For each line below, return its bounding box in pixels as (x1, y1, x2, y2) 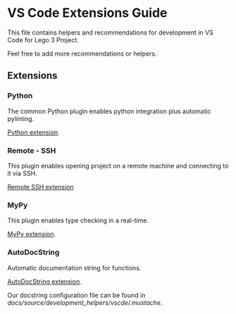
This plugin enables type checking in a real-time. (7, 216, 149, 225)
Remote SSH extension (7, 182, 74, 191)
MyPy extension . (7, 230, 56, 239)
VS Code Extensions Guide (7, 5, 168, 21)
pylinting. (7, 114, 35, 123)
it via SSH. (7, 169, 37, 177)
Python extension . (7, 128, 60, 137)
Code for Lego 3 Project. (7, 35, 79, 44)
